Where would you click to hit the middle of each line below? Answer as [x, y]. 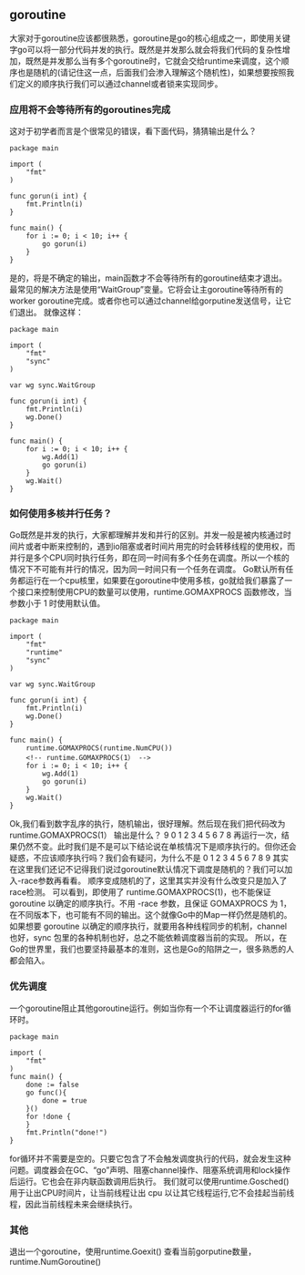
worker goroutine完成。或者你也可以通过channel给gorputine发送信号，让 [147, 301]
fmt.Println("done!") [66, 1132]
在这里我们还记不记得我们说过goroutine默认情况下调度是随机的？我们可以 [147, 869]
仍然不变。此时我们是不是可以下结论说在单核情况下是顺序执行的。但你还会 [157, 847]
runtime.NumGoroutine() [56, 1262]
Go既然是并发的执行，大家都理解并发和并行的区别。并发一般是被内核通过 [147, 535]
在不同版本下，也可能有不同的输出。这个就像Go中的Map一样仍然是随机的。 [151, 915]
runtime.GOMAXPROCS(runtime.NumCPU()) [99, 748]
